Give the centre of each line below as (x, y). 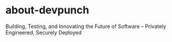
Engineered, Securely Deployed (44, 32)
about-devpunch (47, 10)
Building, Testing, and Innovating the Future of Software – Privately (86, 26)
